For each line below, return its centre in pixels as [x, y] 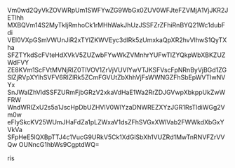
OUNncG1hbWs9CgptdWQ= [59, 144]
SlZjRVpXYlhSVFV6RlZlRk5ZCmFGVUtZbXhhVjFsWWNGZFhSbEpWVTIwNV [116, 77]
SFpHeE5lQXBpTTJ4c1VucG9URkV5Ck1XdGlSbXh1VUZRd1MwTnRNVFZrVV [116, 137]
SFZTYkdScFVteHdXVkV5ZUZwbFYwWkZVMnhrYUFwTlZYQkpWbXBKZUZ [116, 55]
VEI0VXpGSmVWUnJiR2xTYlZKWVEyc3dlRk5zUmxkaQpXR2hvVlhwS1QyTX [117, 40]
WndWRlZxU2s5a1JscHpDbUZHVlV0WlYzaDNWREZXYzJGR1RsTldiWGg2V [116, 107]
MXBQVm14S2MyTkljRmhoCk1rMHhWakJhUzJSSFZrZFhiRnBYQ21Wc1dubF [116, 25]
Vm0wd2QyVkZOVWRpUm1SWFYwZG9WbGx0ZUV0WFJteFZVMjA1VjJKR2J [118, 10]
